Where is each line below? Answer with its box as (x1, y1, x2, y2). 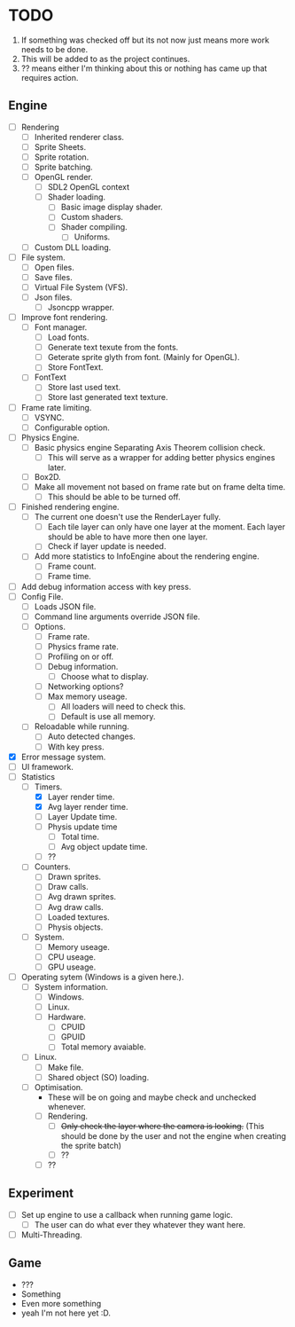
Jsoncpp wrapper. (47, 302, 114, 312)
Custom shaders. (60, 212, 124, 223)
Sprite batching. (34, 161, 94, 172)
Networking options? (47, 681, 124, 692)
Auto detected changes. (47, 731, 136, 742)
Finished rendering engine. (20, 502, 120, 513)
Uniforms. (74, 232, 111, 242)
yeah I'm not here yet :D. (20, 1307, 112, 1318)
